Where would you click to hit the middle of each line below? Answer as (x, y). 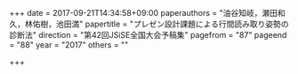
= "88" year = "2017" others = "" (69, 45)
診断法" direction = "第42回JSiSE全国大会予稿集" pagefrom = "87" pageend (148, 35)
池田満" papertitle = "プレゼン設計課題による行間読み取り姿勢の (172, 24)
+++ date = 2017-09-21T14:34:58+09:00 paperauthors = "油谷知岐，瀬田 (144, 13)
